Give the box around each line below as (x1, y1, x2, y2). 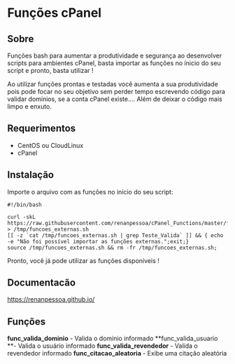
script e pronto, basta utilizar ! (7, 67, 94, 74)
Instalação (7, 169, 55, 181)
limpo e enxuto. (7, 102, 52, 110)
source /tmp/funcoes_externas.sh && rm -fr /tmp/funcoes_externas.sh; (7, 244, 218, 251)
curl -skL (7, 213, 36, 220)
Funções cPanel (7, 5, 102, 21)
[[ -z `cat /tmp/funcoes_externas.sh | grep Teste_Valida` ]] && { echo (7, 231, 224, 239)
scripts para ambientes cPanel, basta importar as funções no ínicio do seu (7, 59, 222, 67)
